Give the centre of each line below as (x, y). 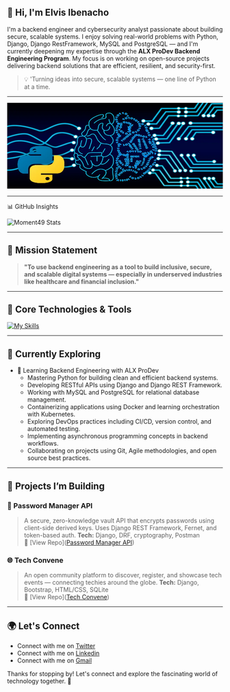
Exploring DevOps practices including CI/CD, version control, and (119, 422)
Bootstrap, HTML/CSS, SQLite (66, 590)
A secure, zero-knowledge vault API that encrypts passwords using (119, 520)
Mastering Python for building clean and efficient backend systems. (123, 378)
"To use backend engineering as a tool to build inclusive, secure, (118, 267)
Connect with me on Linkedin (58, 654)
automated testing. (54, 429)
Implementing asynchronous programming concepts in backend (117, 436)
